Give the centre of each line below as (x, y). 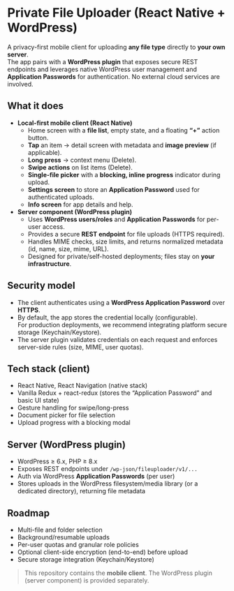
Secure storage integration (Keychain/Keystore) (86, 559)
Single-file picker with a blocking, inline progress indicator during (124, 174)
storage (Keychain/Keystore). (59, 332)
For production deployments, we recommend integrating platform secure (122, 324)
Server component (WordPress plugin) (75, 211)
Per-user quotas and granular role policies (78, 545)
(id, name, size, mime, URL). (68, 248)
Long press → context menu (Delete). (82, 160)
